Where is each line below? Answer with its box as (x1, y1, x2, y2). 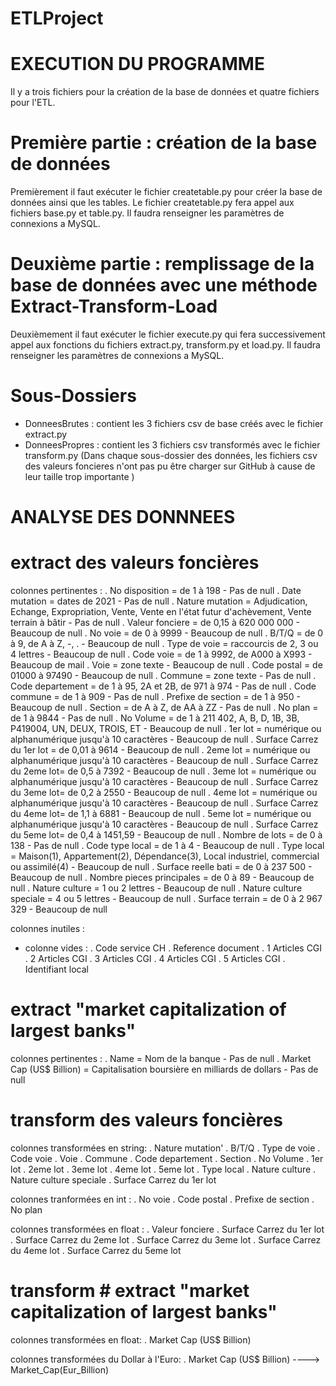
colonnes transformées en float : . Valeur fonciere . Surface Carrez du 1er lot (10, 1223, 325, 1235)
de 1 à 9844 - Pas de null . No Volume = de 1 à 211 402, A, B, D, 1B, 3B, (10, 712, 300, 724)
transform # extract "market (10, 1280, 250, 1302)
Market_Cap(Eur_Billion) (10, 1363, 110, 1376)
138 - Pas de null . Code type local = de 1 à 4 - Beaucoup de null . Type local (10, 840, 325, 852)
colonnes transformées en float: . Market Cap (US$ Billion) (10, 1333, 252, 1346)
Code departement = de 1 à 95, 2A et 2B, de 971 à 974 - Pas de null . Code (10, 680, 317, 692)
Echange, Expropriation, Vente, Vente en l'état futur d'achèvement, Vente (10, 606, 312, 618)
